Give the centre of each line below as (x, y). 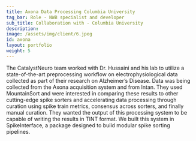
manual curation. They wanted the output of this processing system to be (97, 112)
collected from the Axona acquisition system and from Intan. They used (94, 87)
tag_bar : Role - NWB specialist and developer (65, 17)
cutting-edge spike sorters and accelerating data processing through (91, 100)
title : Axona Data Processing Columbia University (71, 12)
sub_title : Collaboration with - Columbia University (75, 23)
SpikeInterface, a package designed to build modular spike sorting (88, 125)
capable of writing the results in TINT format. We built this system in (90, 119)
